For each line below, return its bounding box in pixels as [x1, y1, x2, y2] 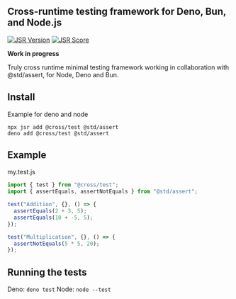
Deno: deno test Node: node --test [7, 285, 111, 293]
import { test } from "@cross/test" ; [7, 181, 119, 188]
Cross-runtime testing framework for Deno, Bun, [7, 6, 227, 18]
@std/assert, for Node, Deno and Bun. [7, 70, 119, 79]
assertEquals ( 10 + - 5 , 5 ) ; [13, 214, 94, 221]
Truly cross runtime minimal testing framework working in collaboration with [7, 63, 230, 72]
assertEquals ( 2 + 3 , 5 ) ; [13, 208, 87, 215]
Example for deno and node [7, 110, 89, 118]
